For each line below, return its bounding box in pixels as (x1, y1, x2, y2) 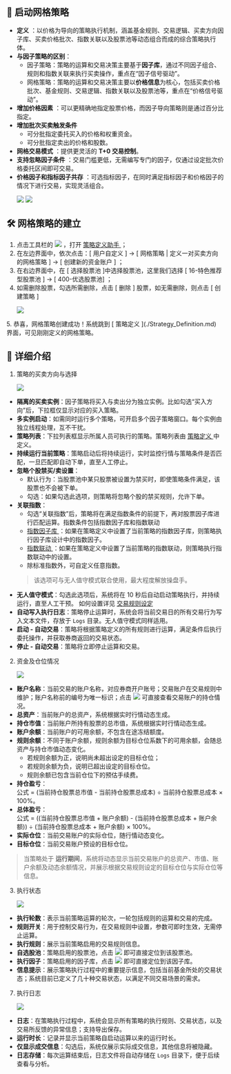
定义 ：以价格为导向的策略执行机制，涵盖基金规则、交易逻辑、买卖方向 (16, 26, 218, 34)
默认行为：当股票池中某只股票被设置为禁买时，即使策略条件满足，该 (26, 475, 221, 484)
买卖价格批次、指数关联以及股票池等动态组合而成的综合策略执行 (34, 34, 217, 43)
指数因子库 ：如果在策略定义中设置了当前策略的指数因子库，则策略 (26, 527, 217, 535)
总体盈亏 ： (16, 806, 48, 814)
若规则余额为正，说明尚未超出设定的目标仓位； (26, 754, 160, 762)
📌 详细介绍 (6, 350, 51, 362)
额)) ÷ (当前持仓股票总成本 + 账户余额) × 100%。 (16, 823, 154, 831)
